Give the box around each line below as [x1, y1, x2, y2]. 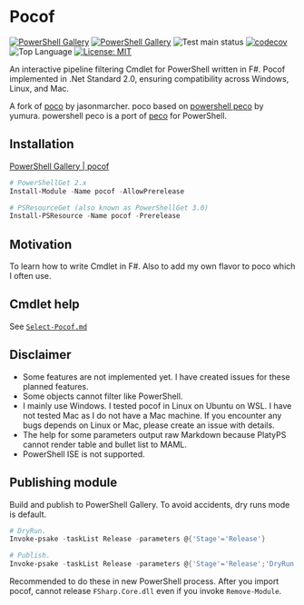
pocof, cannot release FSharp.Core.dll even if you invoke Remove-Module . [9, 586, 282, 596]
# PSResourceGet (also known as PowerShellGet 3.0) [9, 203, 209, 213]
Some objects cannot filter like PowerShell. [22, 391, 183, 402]
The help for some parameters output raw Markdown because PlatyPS [22, 429, 287, 440]
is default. [9, 509, 47, 520]
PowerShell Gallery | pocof [9, 161, 110, 172]
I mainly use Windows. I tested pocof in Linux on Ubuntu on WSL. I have [22, 400, 292, 411]
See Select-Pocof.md [9, 321, 88, 332]
